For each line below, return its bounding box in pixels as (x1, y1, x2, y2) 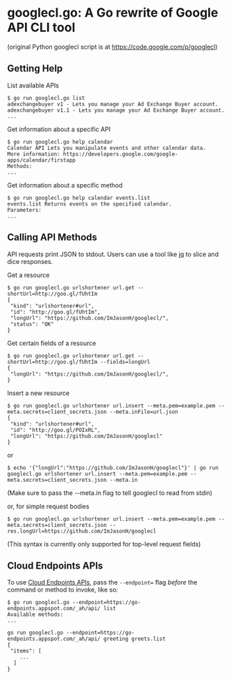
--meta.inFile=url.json (110, 408, 178, 415)
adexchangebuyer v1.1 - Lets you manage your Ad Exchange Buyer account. (7, 106, 225, 114)
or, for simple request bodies (7, 502, 89, 510)
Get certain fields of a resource (7, 339, 96, 347)
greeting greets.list (103, 635, 166, 643)
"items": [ (10, 648, 42, 655)
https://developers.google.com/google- (62, 151, 178, 158)
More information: (7, 151, 60, 158)
